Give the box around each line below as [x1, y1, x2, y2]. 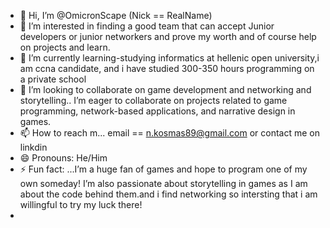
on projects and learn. [19, 41, 111, 53]
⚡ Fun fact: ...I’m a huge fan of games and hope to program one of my [19, 163, 308, 175]
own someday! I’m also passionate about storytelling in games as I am [19, 178, 308, 189]
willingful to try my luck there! [19, 199, 143, 210]
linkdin [19, 141, 48, 153]
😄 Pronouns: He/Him [19, 152, 108, 164]
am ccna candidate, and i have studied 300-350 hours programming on [19, 63, 315, 74]
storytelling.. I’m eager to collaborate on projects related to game [19, 95, 288, 106]
